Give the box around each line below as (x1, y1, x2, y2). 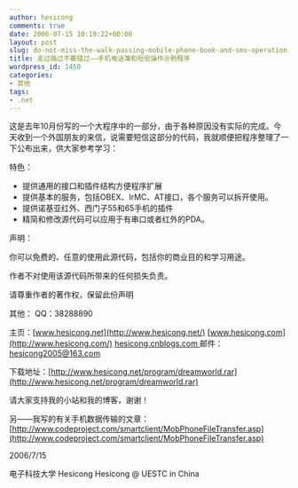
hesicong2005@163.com (9, 348, 100, 359)
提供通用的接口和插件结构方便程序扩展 (21, 181, 162, 192)
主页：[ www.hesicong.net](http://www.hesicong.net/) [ (9, 327, 211, 338)
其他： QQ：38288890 (9, 308, 93, 319)
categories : (9, 71, 53, 80)
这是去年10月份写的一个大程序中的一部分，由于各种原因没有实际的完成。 (9, 121, 274, 131)
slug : (9, 46, 29, 55)
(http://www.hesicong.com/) (9, 338, 113, 349)
